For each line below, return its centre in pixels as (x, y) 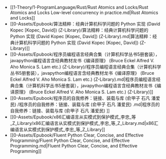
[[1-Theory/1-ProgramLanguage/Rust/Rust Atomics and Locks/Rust (79, 7)
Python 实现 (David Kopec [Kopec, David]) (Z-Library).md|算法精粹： (81, 36)
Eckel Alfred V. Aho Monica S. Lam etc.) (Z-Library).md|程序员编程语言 (83, 79)
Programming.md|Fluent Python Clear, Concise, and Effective (73, 146)
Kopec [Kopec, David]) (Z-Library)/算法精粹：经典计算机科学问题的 (79, 30)
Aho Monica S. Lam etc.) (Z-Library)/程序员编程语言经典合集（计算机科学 (86, 67)
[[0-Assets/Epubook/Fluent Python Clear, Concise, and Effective (77, 135)
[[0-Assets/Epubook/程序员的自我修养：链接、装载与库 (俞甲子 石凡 (80, 98)
